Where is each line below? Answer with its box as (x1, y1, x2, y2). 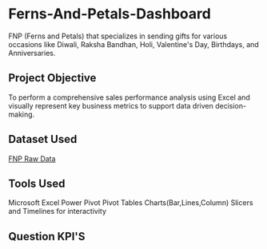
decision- (214, 101, 246, 110)
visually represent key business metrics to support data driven (8, 101, 213, 110)
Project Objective (8, 71, 97, 85)
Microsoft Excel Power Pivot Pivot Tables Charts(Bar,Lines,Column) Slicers (8, 198, 253, 207)
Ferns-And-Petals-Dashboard (8, 5, 212, 23)
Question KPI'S (8, 229, 86, 243)
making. (8, 109, 35, 119)
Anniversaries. (8, 48, 56, 57)
